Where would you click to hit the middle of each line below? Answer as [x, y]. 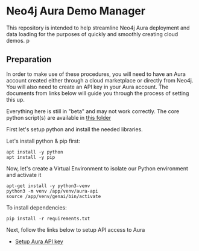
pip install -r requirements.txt [48, 218]
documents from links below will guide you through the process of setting [98, 93]
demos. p [18, 40]
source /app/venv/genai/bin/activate [54, 196]
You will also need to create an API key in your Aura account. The [87, 87]
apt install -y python [35, 152]
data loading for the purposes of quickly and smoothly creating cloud [92, 34]
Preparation [29, 59]
